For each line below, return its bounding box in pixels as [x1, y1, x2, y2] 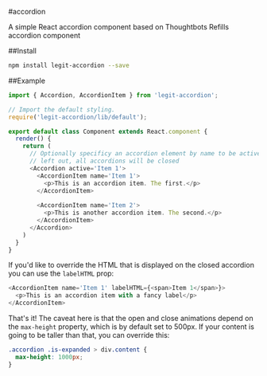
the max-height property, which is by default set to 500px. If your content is [8, 322, 254, 331]
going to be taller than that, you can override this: [8, 331, 170, 339]
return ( [22, 143, 52, 151]
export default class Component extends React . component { [8, 127, 208, 135]
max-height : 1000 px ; [15, 353, 83, 361]
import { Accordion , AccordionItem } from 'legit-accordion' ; [8, 91, 219, 99]
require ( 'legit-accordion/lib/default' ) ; [8, 113, 148, 121]
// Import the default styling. [8, 105, 115, 114]
